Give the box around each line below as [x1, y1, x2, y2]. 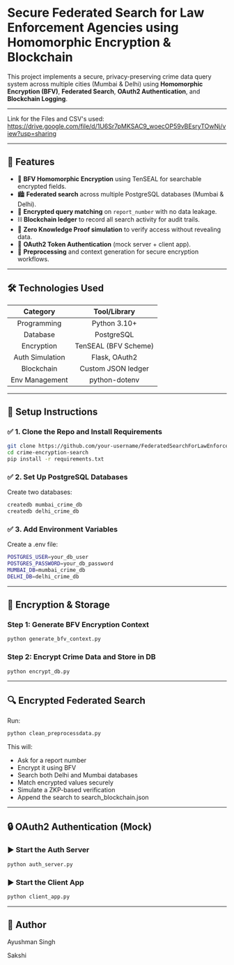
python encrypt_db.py [7, 667, 70, 675]
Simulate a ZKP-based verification [17, 786, 116, 794]
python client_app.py [7, 893, 70, 900]
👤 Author [7, 919, 47, 931]
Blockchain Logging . [7, 94, 68, 102]
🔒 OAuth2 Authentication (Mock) [7, 821, 152, 833]
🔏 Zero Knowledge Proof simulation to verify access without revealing [17, 225, 221, 233]
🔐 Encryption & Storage [7, 599, 110, 611]
